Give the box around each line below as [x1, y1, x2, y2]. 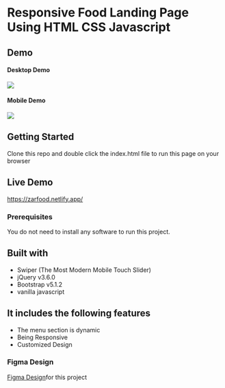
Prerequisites [7, 212, 53, 221]
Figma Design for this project [7, 373, 88, 381]
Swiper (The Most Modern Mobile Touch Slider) [16, 266, 152, 274]
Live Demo [7, 176, 53, 188]
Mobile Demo [7, 96, 46, 104]
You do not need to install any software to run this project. [7, 227, 171, 236]
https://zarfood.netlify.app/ [7, 194, 83, 203]
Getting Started [7, 131, 75, 143]
